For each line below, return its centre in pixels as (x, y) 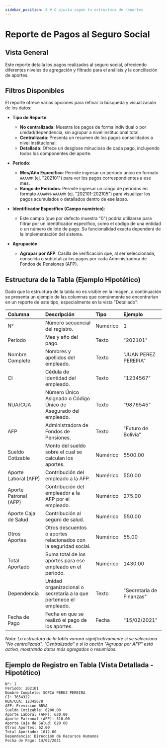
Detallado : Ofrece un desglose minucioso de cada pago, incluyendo (90, 148)
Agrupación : (25, 244)
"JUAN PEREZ (139, 355)
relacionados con (65, 540)
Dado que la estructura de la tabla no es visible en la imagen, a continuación (83, 292)
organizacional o (65, 588)
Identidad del (60, 378)
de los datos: (18, 108)
